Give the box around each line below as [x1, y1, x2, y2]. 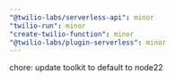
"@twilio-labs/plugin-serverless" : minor [9, 37, 167, 47]
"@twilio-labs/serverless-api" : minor [9, 12, 154, 22]
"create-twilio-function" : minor [9, 29, 135, 38]
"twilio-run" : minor [9, 21, 87, 30]
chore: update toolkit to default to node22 [9, 62, 163, 73]
